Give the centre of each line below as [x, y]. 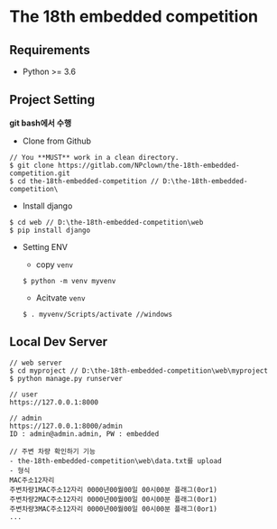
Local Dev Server [59, 342]
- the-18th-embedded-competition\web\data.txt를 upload [116, 461]
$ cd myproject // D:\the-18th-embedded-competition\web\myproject [139, 371]
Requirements [50, 50]
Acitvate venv [60, 297]
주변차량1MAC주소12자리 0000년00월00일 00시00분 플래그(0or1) [114, 489]
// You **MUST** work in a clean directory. [94, 157]
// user [24, 394]
